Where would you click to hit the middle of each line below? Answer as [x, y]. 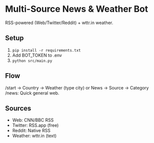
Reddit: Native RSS [31, 131]
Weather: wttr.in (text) [34, 136]
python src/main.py [32, 61]
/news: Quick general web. [32, 93]
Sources [18, 108]
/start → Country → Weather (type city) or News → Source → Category [77, 87]
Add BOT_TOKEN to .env [37, 55]
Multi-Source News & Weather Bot [77, 9]
